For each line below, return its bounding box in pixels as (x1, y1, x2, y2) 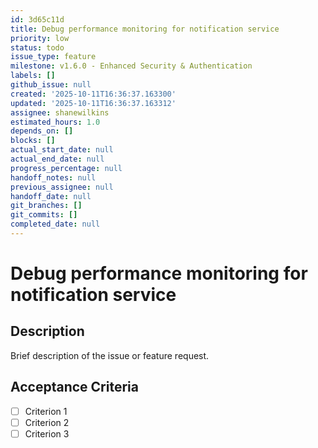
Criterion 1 (24, 405, 68, 417)
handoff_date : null (10, 191, 92, 201)
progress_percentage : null (10, 163, 123, 173)
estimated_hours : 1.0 (10, 117, 101, 127)
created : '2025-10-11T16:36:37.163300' (10, 89, 177, 99)
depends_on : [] (10, 126, 74, 136)
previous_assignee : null (10, 182, 114, 192)
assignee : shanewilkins (10, 107, 110, 118)
